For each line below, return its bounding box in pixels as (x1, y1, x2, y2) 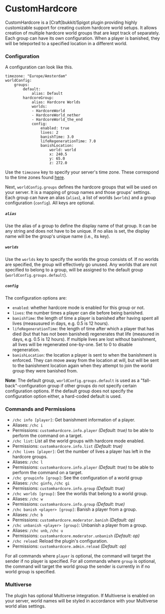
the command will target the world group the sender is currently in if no (5, 563, 150, 569)
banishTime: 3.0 (40, 134, 74, 139)
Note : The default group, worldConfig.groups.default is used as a (5, 377, 140, 383)
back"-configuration (5, 383, 47, 389)
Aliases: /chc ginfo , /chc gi (12, 480, 70, 486)
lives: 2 (40, 130, 58, 135)
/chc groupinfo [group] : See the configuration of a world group (12, 475, 143, 481)
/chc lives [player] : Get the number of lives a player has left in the (12, 448, 151, 454)
